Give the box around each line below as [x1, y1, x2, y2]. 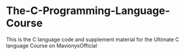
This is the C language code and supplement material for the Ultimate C [6, 36, 180, 43]
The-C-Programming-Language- [6, 4, 170, 18]
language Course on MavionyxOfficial [6, 42, 97, 49]
